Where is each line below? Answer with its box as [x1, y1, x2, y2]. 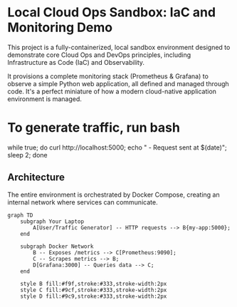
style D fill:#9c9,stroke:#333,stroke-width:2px [20, 293, 167, 300]
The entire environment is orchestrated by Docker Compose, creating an [7, 190, 220, 199]
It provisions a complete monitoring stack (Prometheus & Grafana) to [7, 72, 209, 80]
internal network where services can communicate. [7, 197, 158, 207]
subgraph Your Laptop [20, 218, 84, 225]
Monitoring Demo [7, 19, 112, 36]
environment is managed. [7, 94, 82, 103]
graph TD [7, 212, 33, 219]
